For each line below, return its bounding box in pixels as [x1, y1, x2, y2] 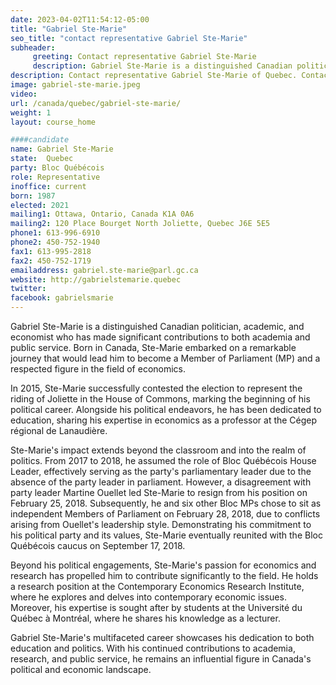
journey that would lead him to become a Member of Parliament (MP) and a [10, 352, 321, 364]
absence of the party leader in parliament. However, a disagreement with [10, 476, 312, 488]
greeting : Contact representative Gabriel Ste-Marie [32, 52, 257, 62]
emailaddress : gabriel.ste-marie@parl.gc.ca [10, 265, 199, 275]
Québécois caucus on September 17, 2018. [10, 540, 186, 551]
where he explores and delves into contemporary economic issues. [10, 591, 287, 603]
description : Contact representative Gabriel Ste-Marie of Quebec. [10, 71, 298, 81]
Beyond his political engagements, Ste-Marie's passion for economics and [10, 559, 317, 571]
